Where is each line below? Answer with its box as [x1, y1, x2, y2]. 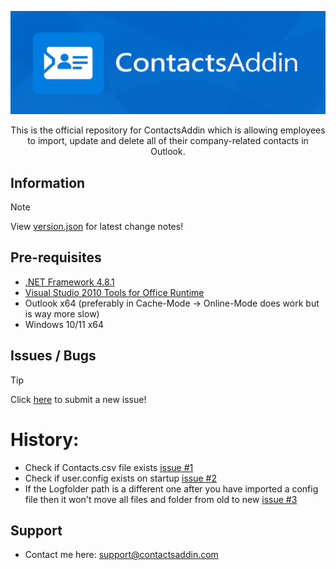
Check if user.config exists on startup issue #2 [24, 472, 217, 484]
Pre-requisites [10, 249, 102, 266]
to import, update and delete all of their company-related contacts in [27, 135, 309, 147]
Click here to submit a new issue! [10, 393, 147, 405]
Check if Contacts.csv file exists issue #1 [24, 461, 194, 473]
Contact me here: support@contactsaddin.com [24, 549, 219, 561]
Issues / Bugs [10, 347, 97, 365]
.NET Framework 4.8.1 [24, 276, 115, 288]
